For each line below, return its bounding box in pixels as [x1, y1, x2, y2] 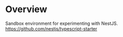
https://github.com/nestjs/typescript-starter [5, 25, 97, 31]
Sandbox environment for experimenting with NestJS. [5, 20, 118, 26]
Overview [5, 4, 47, 15]
